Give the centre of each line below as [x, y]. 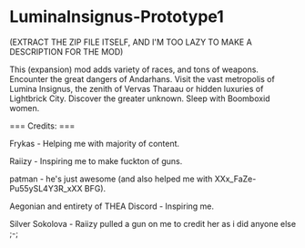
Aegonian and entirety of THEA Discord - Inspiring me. [112, 206]
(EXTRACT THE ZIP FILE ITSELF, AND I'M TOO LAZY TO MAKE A [131, 42]
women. [25, 108]
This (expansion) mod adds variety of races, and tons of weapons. [134, 69]
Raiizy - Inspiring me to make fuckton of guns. [96, 160]
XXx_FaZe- [235, 179]
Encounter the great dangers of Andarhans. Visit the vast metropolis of [142, 78]
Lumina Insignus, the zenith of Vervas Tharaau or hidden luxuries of [137, 88]
